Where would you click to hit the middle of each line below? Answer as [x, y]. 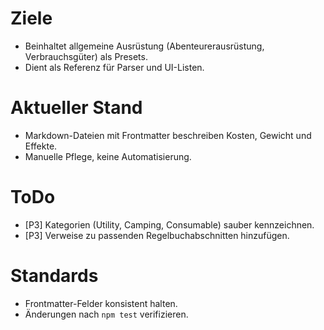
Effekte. [41, 146]
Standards [54, 276]
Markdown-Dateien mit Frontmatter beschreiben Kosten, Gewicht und [168, 135]
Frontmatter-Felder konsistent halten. [101, 303]
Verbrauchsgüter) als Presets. [86, 56]
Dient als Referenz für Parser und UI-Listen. [114, 67]
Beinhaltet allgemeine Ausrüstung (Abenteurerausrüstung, [144, 46]
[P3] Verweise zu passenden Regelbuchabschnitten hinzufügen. [157, 235]
